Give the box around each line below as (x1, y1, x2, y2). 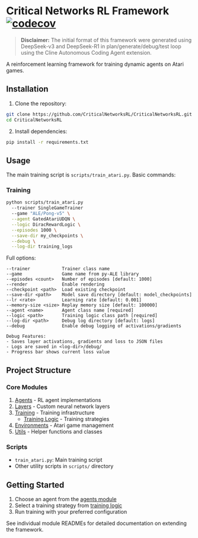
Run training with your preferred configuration (14, 508, 127, 515)
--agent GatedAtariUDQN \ (11, 216, 76, 222)
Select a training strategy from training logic (14, 502, 123, 509)
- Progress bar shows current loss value (6, 349, 110, 355)
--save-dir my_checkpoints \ (11, 233, 84, 239)
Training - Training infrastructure (14, 409, 95, 416)
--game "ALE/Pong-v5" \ (11, 211, 70, 217)
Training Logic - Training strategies (23, 416, 110, 423)
